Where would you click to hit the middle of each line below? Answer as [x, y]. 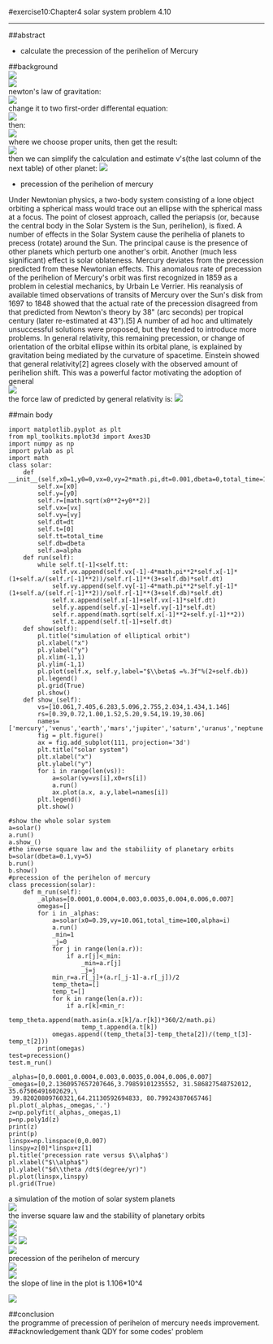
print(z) [23, 1127]
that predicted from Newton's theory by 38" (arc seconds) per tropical [126, 312]
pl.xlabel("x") [63, 643]
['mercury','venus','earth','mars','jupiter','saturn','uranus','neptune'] [139, 729]
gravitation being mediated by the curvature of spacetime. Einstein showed [134, 355]
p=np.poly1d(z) [34, 1120]
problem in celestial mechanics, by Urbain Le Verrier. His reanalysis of [126, 286]
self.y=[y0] [58, 494]
